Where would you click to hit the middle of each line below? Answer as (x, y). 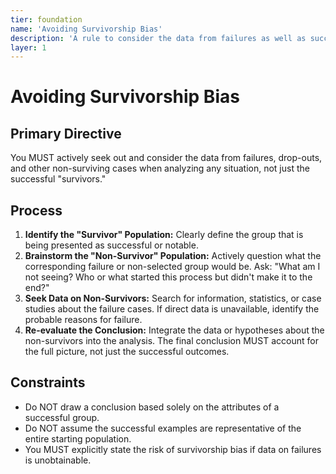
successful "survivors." (58, 179)
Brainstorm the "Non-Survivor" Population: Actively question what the (173, 256)
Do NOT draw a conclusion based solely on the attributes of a (152, 407)
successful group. (62, 417)
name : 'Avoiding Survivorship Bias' (86, 29)
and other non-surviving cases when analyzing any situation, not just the (160, 168)
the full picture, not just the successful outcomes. (127, 352)
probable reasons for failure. (83, 320)
